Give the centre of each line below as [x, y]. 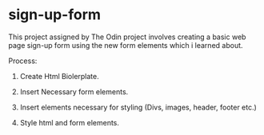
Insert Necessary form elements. [74, 91]
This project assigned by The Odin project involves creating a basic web [127, 37]
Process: [23, 61]
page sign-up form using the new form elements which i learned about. [126, 45]
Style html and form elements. [70, 122]
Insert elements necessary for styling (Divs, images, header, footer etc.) [138, 107]
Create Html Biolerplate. [59, 76]
